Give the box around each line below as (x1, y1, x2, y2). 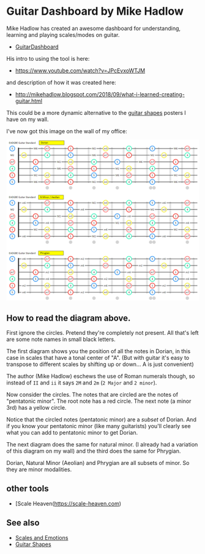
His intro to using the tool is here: (6, 55, 90, 62)
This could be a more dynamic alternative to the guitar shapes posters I (6, 109, 187, 116)
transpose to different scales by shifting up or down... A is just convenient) (6, 361, 194, 368)
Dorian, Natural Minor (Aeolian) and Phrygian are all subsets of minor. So (6, 459, 190, 467)
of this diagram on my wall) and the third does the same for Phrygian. (6, 447, 181, 455)
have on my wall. (6, 115, 49, 123)
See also (6, 518, 40, 528)
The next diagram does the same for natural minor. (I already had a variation (6, 441, 198, 448)
